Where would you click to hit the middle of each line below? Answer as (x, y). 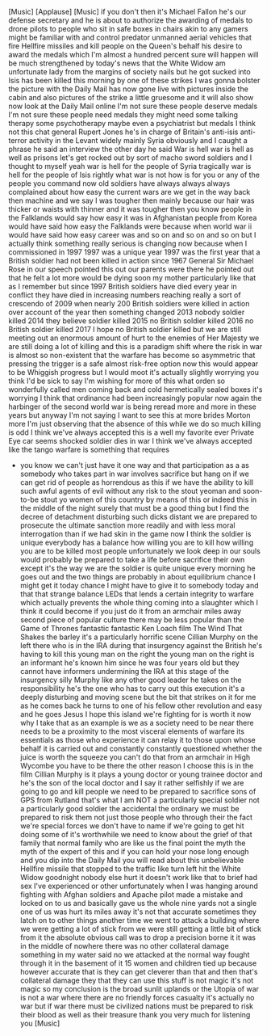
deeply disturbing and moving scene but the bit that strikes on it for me (138, 697)
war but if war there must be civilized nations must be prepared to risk (137, 1006)
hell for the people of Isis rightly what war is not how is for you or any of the (134, 175)
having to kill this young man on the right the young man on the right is (137, 654)
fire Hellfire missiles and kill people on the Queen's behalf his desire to (125, 46)
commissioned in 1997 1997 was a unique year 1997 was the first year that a (134, 252)
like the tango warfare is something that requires (89, 449)
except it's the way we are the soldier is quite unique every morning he (138, 568)
